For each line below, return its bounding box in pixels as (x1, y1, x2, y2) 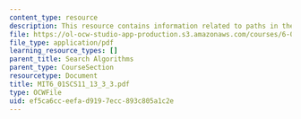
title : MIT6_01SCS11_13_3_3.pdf (9, 80, 130, 89)
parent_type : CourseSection (9, 64, 115, 72)
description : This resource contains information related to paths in (9, 21, 279, 30)
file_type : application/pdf (9, 38, 115, 47)
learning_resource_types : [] (9, 47, 118, 55)
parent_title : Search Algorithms (9, 55, 134, 64)
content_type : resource (9, 13, 99, 22)
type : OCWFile (9, 88, 63, 97)
